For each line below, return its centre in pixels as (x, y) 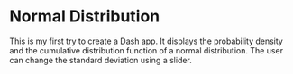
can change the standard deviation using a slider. (101, 60)
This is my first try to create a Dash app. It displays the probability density (146, 41)
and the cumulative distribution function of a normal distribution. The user (146, 50)
